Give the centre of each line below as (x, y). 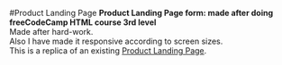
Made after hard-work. (51, 32)
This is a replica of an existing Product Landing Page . (108, 51)
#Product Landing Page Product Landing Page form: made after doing (141, 13)
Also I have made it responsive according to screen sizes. (116, 41)
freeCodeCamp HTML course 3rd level (83, 22)
